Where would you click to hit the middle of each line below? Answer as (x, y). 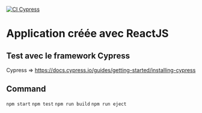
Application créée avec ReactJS (87, 34)
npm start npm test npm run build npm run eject (66, 104)
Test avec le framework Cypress (68, 56)
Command (26, 89)
